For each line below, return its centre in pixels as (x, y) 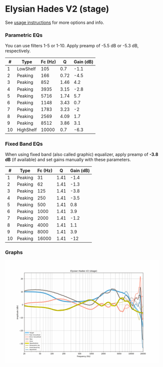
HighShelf (27, 130)
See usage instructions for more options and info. (55, 22)
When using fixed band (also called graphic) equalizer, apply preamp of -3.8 (82, 155)
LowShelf (26, 69)
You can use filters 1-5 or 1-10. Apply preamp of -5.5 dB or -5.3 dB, (72, 46)
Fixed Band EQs (24, 144)
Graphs (14, 252)
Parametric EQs (24, 35)
